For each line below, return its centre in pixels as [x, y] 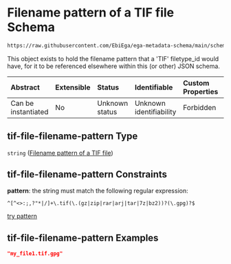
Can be [22, 103]
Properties [201, 91]
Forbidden [200, 107]
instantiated [30, 111]
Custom [196, 82]
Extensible [73, 87]
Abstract [25, 87]
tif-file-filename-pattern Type [73, 136]
